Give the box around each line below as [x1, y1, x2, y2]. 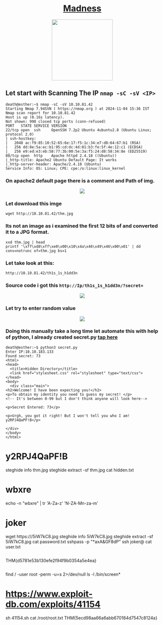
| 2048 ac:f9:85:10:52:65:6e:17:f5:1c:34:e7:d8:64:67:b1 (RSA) [5, 140, 141, 145]
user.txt [5, 544, 21, 549]
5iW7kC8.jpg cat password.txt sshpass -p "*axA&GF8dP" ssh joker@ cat [5, 539, 152, 544]
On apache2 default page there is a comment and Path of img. [5, 177, 155, 184]
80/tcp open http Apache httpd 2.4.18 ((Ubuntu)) [5, 153, 117, 158]
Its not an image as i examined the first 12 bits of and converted [5, 222, 158, 229]
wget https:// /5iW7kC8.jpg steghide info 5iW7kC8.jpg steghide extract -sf [5, 533, 154, 539]
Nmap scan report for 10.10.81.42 [5, 110, 76, 115]
